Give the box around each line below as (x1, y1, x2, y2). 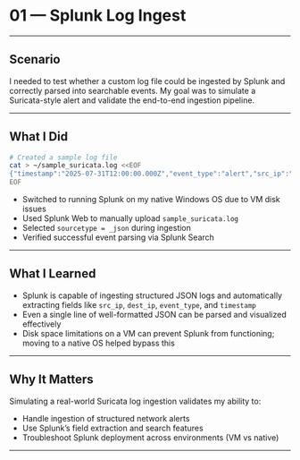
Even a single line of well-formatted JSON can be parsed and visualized (21, 309, 287, 319)
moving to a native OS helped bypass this (21, 337, 176, 348)
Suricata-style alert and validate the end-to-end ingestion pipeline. (9, 95, 255, 106)
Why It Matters (9, 372, 94, 388)
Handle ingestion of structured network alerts (21, 413, 190, 423)
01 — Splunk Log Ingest (9, 5, 187, 26)
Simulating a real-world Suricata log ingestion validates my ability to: (9, 396, 262, 406)
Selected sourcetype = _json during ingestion (21, 223, 192, 234)
